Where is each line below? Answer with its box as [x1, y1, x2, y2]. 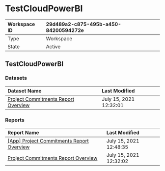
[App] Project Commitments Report [7, 137, 89, 144]
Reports [5, 116, 25, 123]
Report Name [7, 129, 39, 136]
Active [46, 43, 61, 50]
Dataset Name [7, 87, 42, 94]
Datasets [5, 75, 27, 82]
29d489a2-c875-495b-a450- [46, 21, 121, 28]
